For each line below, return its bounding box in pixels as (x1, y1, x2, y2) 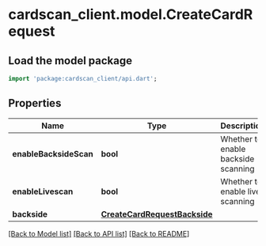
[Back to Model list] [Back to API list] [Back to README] (8, 229, 190, 238)
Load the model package (8, 54, 133, 67)
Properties (8, 97, 62, 110)
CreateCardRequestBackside (101, 208, 213, 219)
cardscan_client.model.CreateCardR (8, 6, 253, 24)
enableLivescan (12, 186, 74, 197)
